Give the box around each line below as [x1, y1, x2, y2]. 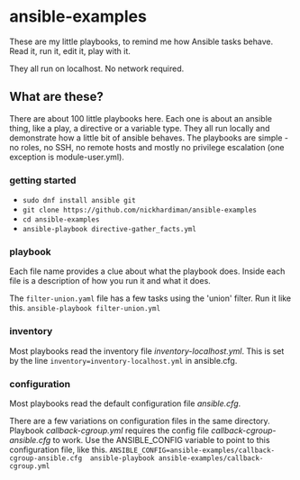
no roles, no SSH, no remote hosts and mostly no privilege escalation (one [9, 141, 285, 152]
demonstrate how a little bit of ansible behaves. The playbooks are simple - [9, 132, 288, 143]
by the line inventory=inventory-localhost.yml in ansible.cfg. [9, 355, 238, 366]
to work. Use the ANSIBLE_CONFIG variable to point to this [52, 434, 270, 445]
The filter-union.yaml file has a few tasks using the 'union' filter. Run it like [9, 293, 291, 303]
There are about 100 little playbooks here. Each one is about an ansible [9, 113, 273, 123]
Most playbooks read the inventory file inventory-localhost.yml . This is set [9, 345, 285, 357]
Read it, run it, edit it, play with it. [9, 45, 131, 56]
